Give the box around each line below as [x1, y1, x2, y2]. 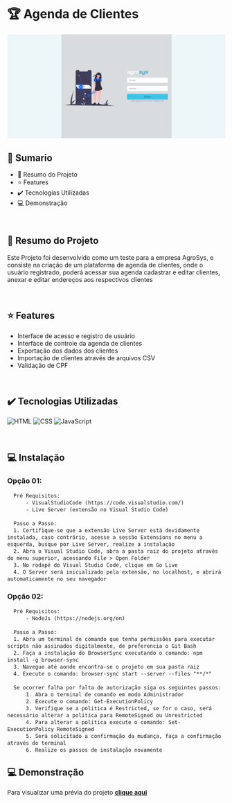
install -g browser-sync [7, 657, 79, 664]
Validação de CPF [17, 361, 69, 369]
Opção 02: [7, 591, 44, 601]
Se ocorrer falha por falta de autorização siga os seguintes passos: [13, 685, 222, 691]
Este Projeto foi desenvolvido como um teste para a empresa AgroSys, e [7, 253, 214, 261]
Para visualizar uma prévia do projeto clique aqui [7, 788, 148, 797]
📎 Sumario [7, 152, 53, 164]
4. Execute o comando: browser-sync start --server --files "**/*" [13, 671, 213, 678]
